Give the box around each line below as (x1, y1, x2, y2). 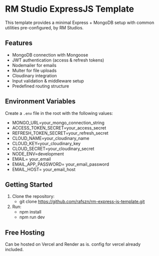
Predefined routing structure (12, 83, 70, 89)
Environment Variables (5, 97, 76, 106)
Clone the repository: (12, 193, 55, 199)
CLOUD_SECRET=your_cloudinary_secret (12, 146, 94, 151)
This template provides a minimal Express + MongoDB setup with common (5, 20, 155, 25)
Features (5, 39, 33, 47)
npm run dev (19, 214, 45, 220)
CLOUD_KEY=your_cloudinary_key (12, 140, 81, 146)
